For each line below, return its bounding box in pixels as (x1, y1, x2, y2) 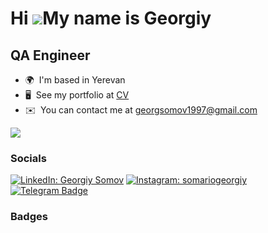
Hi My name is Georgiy (10, 7, 212, 30)
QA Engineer (10, 47, 91, 64)
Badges (10, 210, 48, 224)
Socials (10, 151, 47, 165)
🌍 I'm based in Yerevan (24, 74, 126, 86)
